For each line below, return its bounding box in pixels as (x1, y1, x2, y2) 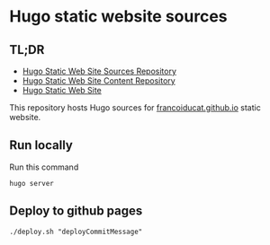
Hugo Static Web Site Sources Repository (22, 66, 177, 76)
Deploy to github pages (9, 204, 143, 219)
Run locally (9, 137, 74, 153)
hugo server (9, 179, 54, 188)
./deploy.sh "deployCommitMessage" (9, 227, 143, 236)
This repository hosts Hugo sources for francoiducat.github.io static (9, 102, 261, 113)
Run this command (9, 162, 79, 172)
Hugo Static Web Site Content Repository (22, 75, 175, 86)
